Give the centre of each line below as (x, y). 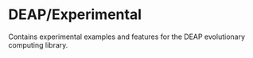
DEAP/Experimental (75, 15)
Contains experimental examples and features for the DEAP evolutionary (127, 37)
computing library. (38, 44)
